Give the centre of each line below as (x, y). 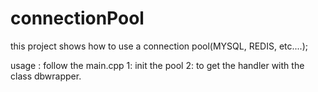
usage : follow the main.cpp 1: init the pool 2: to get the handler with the (157, 65)
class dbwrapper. (46, 76)
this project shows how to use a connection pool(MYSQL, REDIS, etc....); (159, 46)
